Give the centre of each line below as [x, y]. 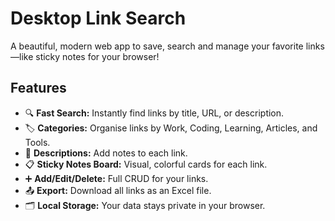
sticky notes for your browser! [97, 56]
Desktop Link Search [98, 18]
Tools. [37, 142]
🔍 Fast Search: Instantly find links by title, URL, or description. [154, 113]
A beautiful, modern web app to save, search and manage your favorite [157, 46]
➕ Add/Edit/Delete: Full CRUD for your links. [116, 178]
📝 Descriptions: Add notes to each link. [106, 153]
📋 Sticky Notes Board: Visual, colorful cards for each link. [146, 164]
